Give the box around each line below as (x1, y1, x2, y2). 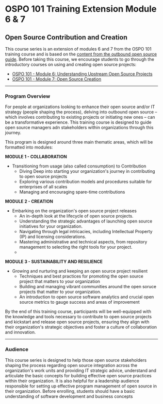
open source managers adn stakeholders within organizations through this (5, 125, 154, 130)
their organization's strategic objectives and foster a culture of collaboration (5, 324, 157, 330)
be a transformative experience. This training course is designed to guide (5, 119, 152, 125)
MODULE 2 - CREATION (5, 199, 53, 204)
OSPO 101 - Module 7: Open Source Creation (12, 76, 101, 82)
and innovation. (5, 330, 36, 335)
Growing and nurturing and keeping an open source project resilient (12, 268, 148, 274)
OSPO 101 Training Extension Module (5, 3, 157, 15)
